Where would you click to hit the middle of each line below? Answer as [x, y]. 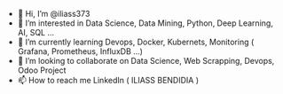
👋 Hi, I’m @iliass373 [54, 14]
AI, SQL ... [36, 32]
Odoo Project [42, 70]
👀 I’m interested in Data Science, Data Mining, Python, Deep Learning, [145, 23]
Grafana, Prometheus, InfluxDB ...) [80, 51]
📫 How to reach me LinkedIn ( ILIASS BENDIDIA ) [108, 80]
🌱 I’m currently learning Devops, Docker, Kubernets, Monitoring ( [136, 42]
